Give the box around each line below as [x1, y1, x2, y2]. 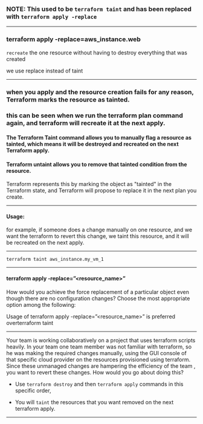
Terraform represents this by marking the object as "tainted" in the [6, 181, 172, 188]
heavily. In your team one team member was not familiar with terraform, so [6, 343, 192, 350]
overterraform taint [6, 319, 54, 326]
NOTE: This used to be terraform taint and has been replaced [6, 5, 192, 13]
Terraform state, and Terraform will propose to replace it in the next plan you [6, 187, 197, 194]
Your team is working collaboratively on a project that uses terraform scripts [6, 336, 196, 344]
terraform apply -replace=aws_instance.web [6, 35, 141, 43]
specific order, [14, 387, 51, 394]
